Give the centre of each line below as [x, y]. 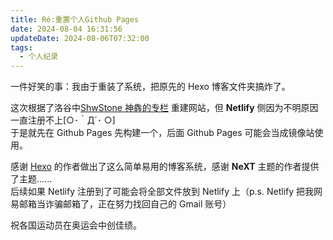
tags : [21, 47]
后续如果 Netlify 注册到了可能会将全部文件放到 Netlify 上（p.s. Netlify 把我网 [166, 192]
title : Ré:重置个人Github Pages [75, 19]
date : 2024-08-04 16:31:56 [66, 29]
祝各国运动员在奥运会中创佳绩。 [76, 225]
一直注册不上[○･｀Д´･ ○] [63, 120]
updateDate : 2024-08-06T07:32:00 [80, 38]
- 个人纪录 [39, 57]
